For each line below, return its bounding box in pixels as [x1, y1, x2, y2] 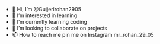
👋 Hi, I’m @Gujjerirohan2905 [11, 6, 82, 12]
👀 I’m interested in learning [11, 12, 78, 19]
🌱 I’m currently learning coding [11, 18, 88, 25]
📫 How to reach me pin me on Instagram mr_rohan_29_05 [11, 32, 154, 38]
